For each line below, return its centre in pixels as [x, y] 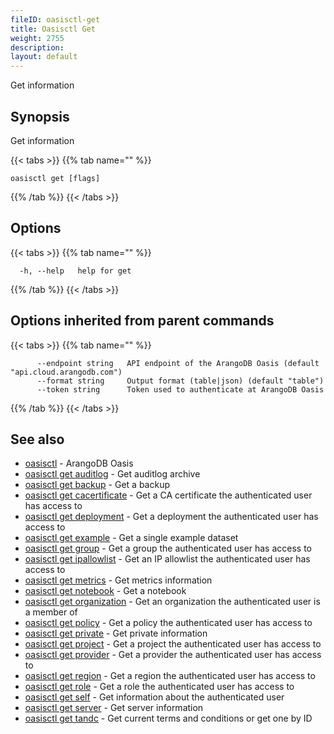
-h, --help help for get [75, 271]
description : [37, 47]
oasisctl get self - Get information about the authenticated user [154, 697]
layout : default [44, 57]
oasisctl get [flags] [55, 178]
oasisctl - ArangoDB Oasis [79, 463]
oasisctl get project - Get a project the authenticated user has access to [173, 644]
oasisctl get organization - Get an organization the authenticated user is [172, 602]
